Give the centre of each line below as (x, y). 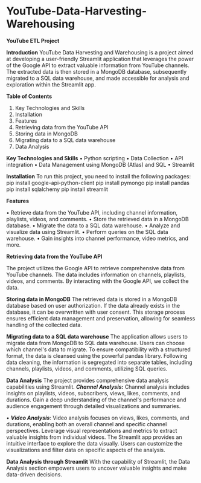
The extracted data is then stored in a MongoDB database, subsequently (97, 71)
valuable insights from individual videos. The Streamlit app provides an (94, 437)
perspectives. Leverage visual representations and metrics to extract (92, 430)
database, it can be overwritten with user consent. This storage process (96, 312)
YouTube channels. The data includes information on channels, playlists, (96, 274)
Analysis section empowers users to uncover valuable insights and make (97, 468)
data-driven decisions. (34, 474)
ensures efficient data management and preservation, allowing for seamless (101, 318)
